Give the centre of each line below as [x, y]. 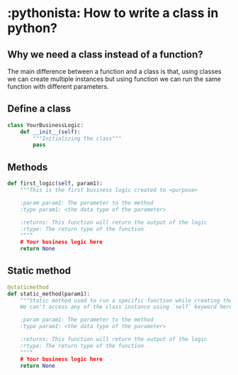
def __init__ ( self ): [50, 132]
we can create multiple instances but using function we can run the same [114, 79]
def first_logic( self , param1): [55, 184]
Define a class [39, 109]
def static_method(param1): [49, 294]
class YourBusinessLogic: [45, 125]
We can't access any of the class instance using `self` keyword [119, 307]
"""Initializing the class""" [77, 138]
